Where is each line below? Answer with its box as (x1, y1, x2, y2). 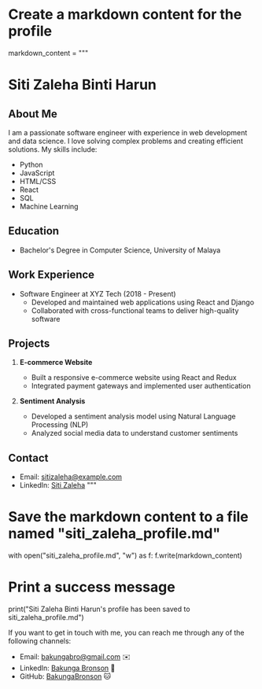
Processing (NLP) (31, 420, 89, 429)
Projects (8, 337, 50, 350)
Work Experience (8, 268, 95, 282)
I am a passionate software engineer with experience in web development (8, 127, 248, 137)
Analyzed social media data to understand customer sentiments (31, 429, 238, 438)
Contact (8, 451, 49, 465)
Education (8, 224, 60, 238)
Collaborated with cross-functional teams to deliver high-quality (31, 305, 239, 315)
